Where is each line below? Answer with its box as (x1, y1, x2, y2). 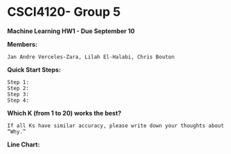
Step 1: (7, 78, 30, 86)
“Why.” (7, 128, 26, 135)
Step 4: (7, 97, 30, 104)
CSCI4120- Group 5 (7, 4, 121, 20)
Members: (7, 40, 38, 48)
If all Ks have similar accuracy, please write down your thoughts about (7, 122, 225, 129)
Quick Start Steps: (7, 65, 61, 74)
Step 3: (7, 91, 30, 98)
